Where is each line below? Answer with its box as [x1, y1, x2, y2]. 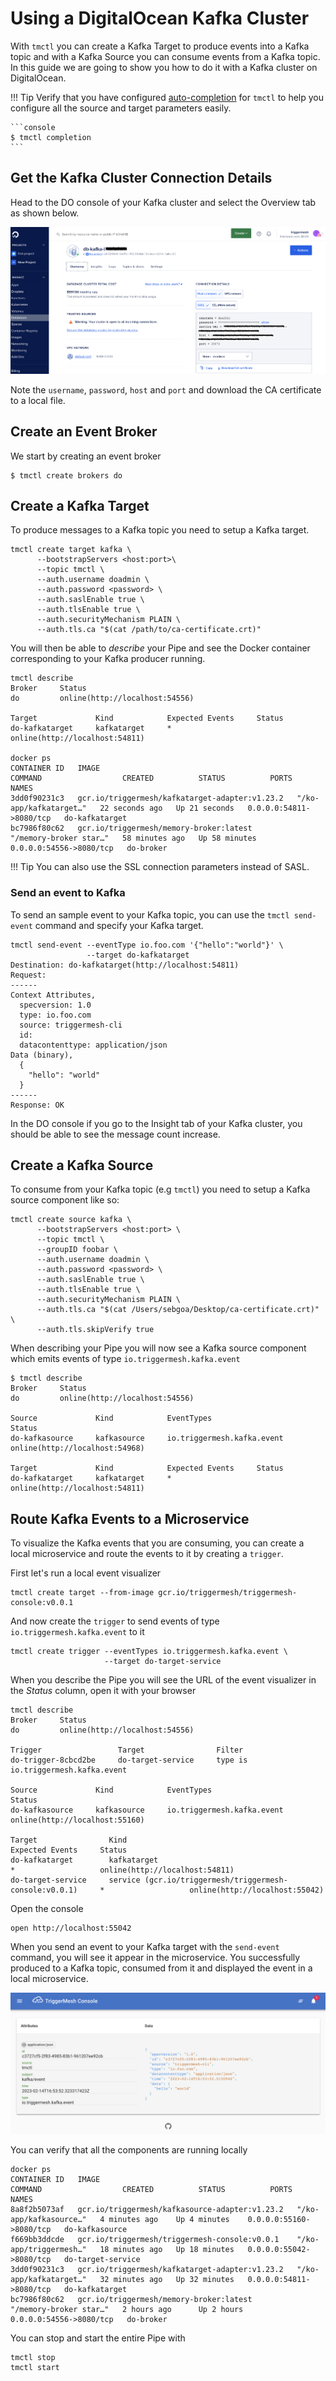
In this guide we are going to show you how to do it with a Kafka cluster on [10, 61, 318, 73]
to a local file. [10, 394, 66, 406]
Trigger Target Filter [10, 1745, 244, 1756]
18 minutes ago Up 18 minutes [99, 2244, 235, 2254]
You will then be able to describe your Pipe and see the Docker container [10, 642, 311, 654]
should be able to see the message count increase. [10, 1128, 221, 1140]
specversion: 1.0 [19, 1000, 92, 1010]
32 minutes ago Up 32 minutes [99, 2274, 235, 2284]
